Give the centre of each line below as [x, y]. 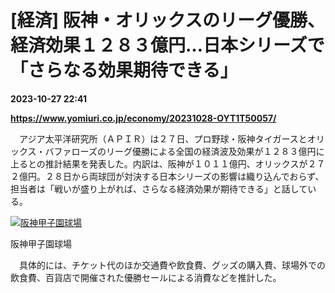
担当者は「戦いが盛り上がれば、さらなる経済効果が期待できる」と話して [159, 188]
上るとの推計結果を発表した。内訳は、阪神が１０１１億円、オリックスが [159, 163]
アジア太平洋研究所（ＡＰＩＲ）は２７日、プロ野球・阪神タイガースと [163, 138]
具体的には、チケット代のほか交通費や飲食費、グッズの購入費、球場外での [172, 265]
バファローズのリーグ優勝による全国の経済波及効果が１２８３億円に [184, 151]
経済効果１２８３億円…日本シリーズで [167, 45]
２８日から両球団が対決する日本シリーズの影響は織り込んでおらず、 [184, 176]
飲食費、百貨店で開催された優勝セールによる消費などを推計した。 [146, 277]
